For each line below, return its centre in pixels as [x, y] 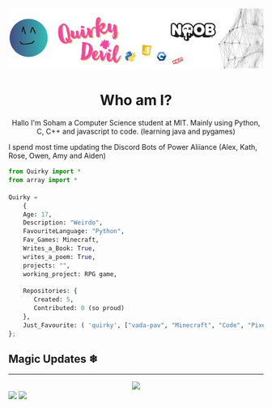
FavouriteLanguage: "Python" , [74, 232]
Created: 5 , [54, 300]
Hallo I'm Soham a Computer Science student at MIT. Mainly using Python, [136, 123]
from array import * [43, 181]
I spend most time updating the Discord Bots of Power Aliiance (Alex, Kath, [133, 147]
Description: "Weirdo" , [63, 223]
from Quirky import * [45, 172]
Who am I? [136, 100]
